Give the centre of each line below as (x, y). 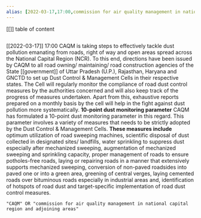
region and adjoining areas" (42, 209)
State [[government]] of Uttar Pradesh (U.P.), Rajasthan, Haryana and (92, 71)
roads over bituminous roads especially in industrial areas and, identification (100, 180)
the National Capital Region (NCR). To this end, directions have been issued (99, 58)
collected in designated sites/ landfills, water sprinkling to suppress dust (95, 141)
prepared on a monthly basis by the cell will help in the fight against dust (96, 103)
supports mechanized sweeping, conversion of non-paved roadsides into (97, 167)
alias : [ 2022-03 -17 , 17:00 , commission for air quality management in (93, 12)
